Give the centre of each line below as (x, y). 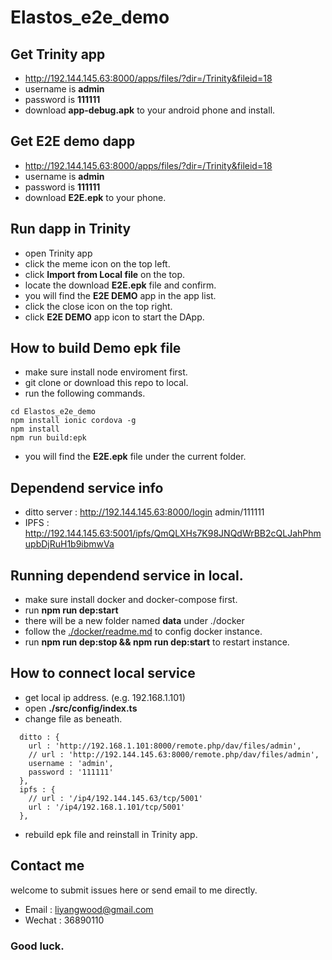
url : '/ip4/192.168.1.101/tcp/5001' (107, 807)
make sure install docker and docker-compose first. (131, 600)
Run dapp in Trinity (71, 229)
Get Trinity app (58, 54)
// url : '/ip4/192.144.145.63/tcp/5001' (115, 798)
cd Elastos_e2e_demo (53, 412)
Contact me (47, 866)
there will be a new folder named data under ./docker (134, 621)
